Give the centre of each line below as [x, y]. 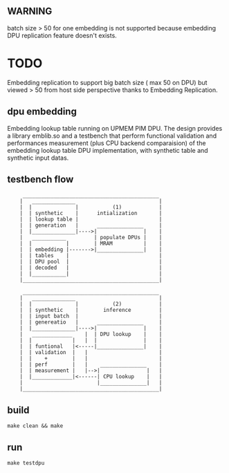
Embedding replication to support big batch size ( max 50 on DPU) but [107, 82]
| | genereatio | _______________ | [91, 322]
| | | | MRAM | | [91, 244]
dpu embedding [42, 112]
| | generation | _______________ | [91, 225]
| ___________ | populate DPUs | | [91, 238]
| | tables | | [91, 256]
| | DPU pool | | [91, 262]
